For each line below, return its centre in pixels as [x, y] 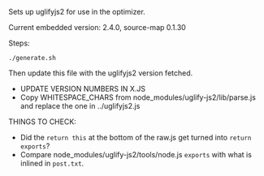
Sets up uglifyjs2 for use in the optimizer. [77, 12]
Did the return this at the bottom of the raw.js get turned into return [136, 137]
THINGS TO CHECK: [43, 122]
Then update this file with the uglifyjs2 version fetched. [101, 73]
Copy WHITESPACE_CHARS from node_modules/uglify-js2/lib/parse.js [138, 97]
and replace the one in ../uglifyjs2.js [80, 106]
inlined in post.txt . [52, 163]
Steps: [19, 43]
